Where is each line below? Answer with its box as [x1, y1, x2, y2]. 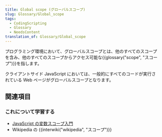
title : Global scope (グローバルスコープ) [5, 7, 86, 12]
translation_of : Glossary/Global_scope [5, 35, 86, 39]
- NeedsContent [9, 30, 40, 35]
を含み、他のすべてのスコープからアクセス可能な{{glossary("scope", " [5, 54, 145, 60]
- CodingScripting [9, 20, 47, 26]
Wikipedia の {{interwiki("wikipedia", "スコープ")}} [12, 126, 112, 132]
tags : [5, 16, 16, 21]
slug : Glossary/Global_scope [5, 12, 64, 17]
